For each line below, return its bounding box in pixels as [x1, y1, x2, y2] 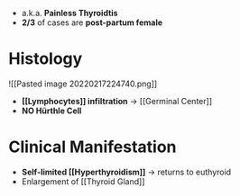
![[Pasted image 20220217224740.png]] [8, 78, 158, 89]
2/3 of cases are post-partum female [21, 17, 163, 28]
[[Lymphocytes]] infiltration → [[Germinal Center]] [21, 95, 213, 106]
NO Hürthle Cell [21, 105, 82, 116]
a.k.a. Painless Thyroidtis [21, 8, 118, 18]
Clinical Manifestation [8, 137, 177, 157]
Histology [8, 49, 83, 69]
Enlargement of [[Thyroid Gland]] [21, 175, 145, 187]
